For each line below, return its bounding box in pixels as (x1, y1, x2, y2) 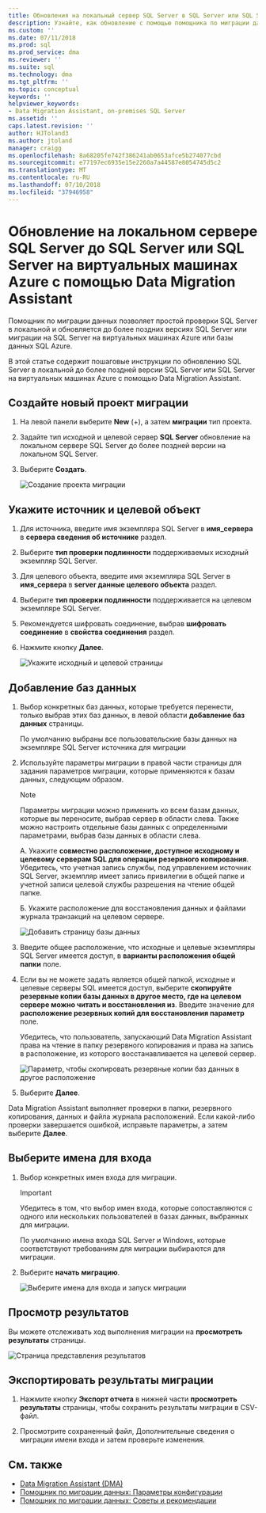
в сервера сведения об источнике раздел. (19, 532, 167, 542)
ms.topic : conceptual (8, 85, 80, 93)
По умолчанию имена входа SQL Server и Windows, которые (19, 1235, 226, 1245)
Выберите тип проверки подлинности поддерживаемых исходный (19, 548, 249, 557)
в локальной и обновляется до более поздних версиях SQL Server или (8, 324, 247, 333)
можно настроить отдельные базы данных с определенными (19, 823, 228, 831)
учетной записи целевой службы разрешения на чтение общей (19, 880, 235, 889)
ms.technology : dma (8, 70, 73, 78)
